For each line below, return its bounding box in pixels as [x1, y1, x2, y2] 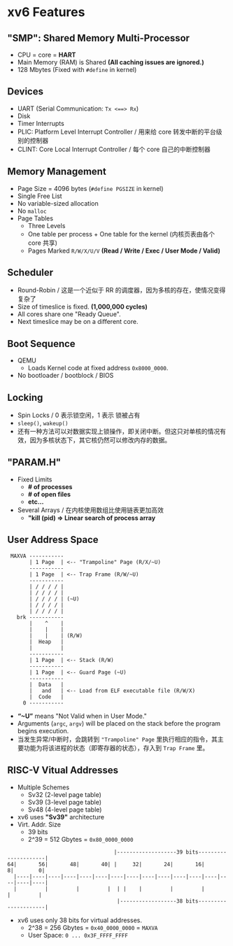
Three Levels [27, 221, 66, 230]
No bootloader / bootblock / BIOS [17, 372, 114, 380]
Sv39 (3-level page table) [27, 798, 102, 806]
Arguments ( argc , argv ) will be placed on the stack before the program [17, 719, 221, 728]
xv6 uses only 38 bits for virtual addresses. [17, 916, 142, 924]
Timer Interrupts [17, 119, 64, 127]
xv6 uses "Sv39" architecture [17, 812, 105, 821]
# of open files [27, 490, 71, 498]
